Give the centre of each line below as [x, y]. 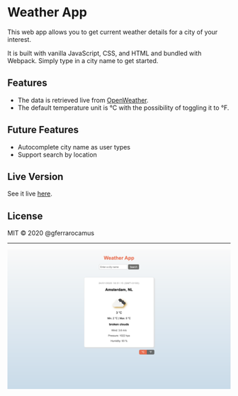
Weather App [47, 12]
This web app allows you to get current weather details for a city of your [113, 32]
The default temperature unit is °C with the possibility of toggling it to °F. [123, 108]
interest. [19, 39]
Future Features [43, 130]
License [25, 216]
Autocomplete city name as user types [74, 147]
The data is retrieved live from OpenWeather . [83, 100]
